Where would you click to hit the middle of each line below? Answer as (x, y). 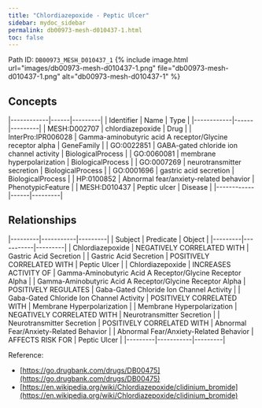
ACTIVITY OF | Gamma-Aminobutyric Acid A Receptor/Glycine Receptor (125, 273)
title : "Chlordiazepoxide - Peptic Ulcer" (79, 15)
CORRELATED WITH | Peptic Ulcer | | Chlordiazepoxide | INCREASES (120, 264)
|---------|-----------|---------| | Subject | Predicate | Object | (109, 239)
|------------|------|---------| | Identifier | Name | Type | (99, 121)
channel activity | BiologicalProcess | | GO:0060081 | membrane (112, 154)
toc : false (26, 37)
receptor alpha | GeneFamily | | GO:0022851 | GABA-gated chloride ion (123, 146)
